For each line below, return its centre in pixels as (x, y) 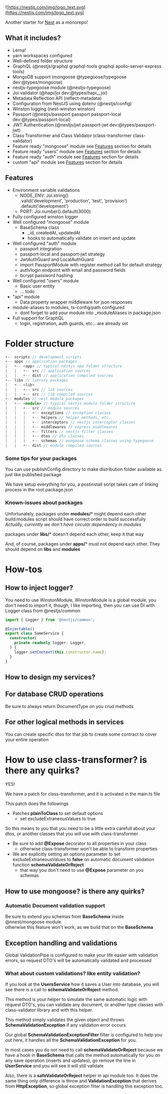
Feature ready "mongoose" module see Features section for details (82, 146)
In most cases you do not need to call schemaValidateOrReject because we (84, 1050)
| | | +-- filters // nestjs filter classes (59, 432)
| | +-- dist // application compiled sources (59, 376)
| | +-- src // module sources (42, 408)
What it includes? (33, 38)
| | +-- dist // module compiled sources (53, 446)
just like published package (33, 475)
